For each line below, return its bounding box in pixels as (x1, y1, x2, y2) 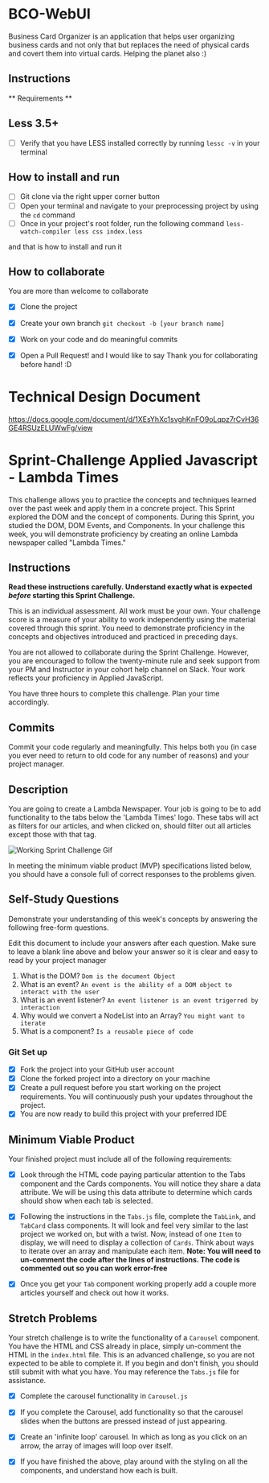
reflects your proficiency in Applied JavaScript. (8, 673, 165, 683)
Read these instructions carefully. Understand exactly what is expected (8, 582, 253, 592)
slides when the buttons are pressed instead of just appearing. (19, 1416, 227, 1426)
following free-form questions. (8, 923, 110, 932)
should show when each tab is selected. (19, 1196, 153, 1206)
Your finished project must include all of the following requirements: (8, 1155, 233, 1164)
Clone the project (19, 302, 78, 312)
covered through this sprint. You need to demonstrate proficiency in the (8, 623, 245, 633)
